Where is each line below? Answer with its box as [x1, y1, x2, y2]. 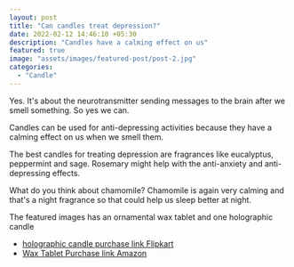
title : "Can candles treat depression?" [9, 21, 162, 30]
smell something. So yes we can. [9, 104, 130, 116]
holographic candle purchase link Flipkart [21, 238, 174, 249]
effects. [52, 167, 81, 178]
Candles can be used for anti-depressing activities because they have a [9, 122, 273, 133]
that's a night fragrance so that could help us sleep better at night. [9, 194, 251, 205]
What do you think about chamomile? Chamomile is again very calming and [9, 184, 284, 196]
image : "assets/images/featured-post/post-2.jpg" [9, 54, 197, 63]
